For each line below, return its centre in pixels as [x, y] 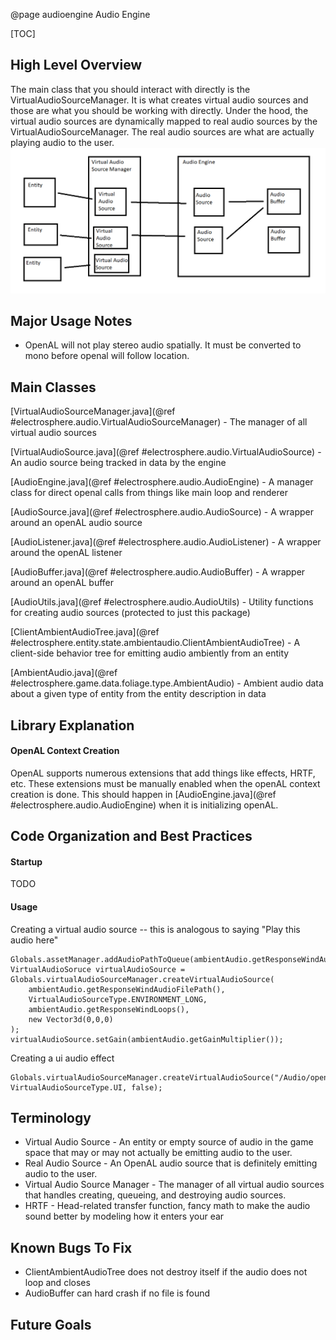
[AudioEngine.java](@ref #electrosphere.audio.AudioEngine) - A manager [162, 482]
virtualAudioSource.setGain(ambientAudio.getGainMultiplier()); [147, 1039]
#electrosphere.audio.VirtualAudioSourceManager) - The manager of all [159, 422]
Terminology [51, 1118]
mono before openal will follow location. [107, 356]
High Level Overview [76, 65]
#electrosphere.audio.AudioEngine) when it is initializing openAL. [144, 805]
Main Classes [53, 387]
